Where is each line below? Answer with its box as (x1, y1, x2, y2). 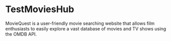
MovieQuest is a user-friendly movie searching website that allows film (5, 20, 155, 26)
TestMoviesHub (5, 4, 74, 15)
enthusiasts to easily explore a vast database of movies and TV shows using (5, 25, 166, 31)
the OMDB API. (5, 31, 37, 37)
